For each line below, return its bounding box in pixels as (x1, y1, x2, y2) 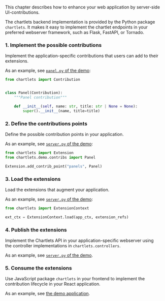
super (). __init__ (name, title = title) (23, 108, 100, 113)
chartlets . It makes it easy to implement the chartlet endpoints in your (5, 24, 148, 30)
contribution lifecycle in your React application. (5, 281, 100, 287)
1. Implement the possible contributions (5, 41, 102, 48)
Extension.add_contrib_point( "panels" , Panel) (5, 164, 102, 169)
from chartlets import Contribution (5, 77, 80, 82)
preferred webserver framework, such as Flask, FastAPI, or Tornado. (5, 30, 144, 35)
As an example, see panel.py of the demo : (5, 67, 91, 73)
